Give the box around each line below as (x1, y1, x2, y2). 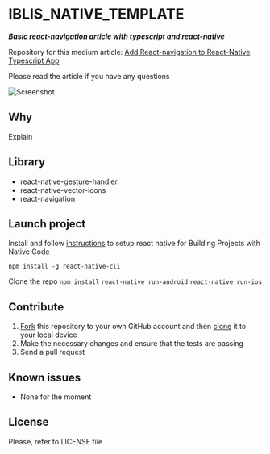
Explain (8, 131, 33, 141)
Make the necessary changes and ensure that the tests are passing (19, 339, 244, 348)
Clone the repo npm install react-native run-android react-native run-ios (8, 277, 263, 286)
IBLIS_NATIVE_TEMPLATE (8, 5, 185, 23)
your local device (19, 330, 78, 339)
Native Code (8, 247, 50, 256)
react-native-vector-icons (19, 185, 106, 194)
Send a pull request (19, 348, 85, 357)
